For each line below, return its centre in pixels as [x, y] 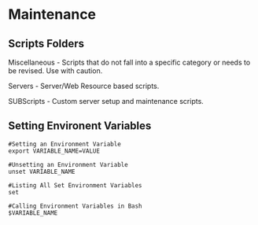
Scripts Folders [46, 44]
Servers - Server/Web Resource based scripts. [84, 86]
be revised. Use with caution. [55, 71]
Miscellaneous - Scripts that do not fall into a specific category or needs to [129, 62]
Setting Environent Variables [80, 126]
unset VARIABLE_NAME [42, 172]
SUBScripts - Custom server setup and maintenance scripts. [106, 101]
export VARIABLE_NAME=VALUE [54, 151]
